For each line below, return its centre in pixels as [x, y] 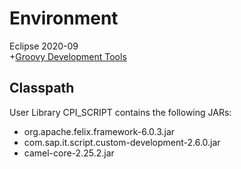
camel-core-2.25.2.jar [69, 153]
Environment [64, 18]
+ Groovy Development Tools [68, 56]
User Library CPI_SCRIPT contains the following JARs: [120, 112]
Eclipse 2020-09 [44, 46]
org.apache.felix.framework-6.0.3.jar [99, 131]
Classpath [42, 88]
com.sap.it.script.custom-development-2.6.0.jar [122, 142]
